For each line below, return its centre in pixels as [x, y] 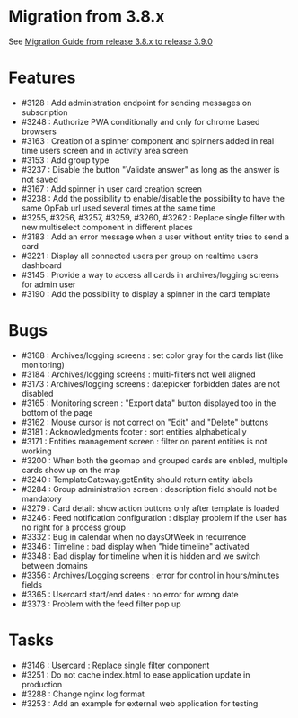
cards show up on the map [70, 470]
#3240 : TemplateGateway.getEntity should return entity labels [137, 480]
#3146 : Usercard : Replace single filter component [115, 665]
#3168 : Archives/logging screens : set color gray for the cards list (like [152, 355]
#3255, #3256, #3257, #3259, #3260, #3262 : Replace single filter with [153, 217]
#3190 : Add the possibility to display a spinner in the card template [146, 293]
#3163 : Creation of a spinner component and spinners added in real [148, 140]
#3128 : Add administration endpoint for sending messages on [136, 103]
